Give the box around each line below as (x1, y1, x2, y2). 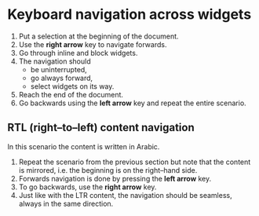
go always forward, (30, 73, 93, 82)
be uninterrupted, (30, 64, 87, 74)
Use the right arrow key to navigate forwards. (18, 39, 167, 49)
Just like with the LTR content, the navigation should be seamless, (18, 190, 232, 200)
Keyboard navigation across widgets (7, 5, 252, 24)
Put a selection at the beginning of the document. (18, 31, 179, 41)
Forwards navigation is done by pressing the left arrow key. (18, 174, 212, 183)
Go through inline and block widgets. (18, 48, 138, 57)
